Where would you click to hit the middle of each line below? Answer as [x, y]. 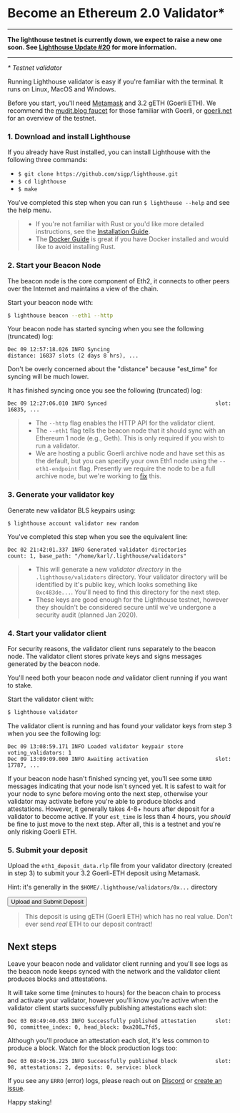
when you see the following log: [54, 733]
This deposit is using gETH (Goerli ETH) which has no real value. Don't [129, 917]
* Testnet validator [35, 67]
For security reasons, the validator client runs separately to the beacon [112, 649]
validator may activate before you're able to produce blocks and [102, 801]
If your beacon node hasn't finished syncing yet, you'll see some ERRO [110, 778]
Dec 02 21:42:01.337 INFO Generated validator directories [97, 550]
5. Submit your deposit [47, 850]
